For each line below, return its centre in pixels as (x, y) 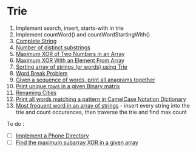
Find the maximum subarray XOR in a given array (77, 142)
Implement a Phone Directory (52, 136)
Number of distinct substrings (53, 47)
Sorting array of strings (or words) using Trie (72, 67)
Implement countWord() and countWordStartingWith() (83, 34)
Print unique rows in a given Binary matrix (68, 86)
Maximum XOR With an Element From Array (70, 60)
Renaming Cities (36, 92)
